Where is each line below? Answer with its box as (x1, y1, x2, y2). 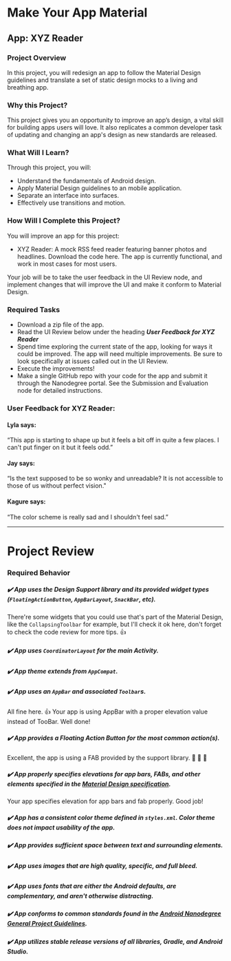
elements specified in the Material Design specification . (7, 780, 171, 788)
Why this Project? (7, 100, 68, 110)
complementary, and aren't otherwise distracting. (7, 892, 154, 900)
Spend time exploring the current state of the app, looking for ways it (16, 342, 213, 351)
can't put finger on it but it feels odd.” (7, 443, 113, 452)
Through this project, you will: (7, 163, 91, 172)
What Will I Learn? (7, 148, 69, 158)
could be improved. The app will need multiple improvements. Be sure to (16, 350, 223, 358)
